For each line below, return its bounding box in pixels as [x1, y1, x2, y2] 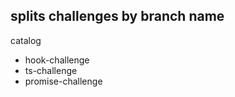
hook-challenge [24, 54, 90, 66]
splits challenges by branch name [10, 8, 225, 25]
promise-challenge [24, 75, 103, 87]
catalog [10, 34, 42, 46]
